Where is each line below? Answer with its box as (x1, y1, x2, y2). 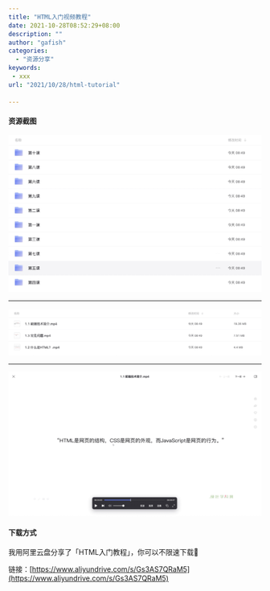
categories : (8, 47, 48, 55)
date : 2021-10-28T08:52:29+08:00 (8, 21, 121, 30)
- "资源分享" (15, 55, 55, 64)
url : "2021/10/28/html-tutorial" (8, 80, 121, 88)
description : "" (8, 30, 63, 38)
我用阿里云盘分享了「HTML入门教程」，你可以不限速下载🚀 (8, 547, 199, 556)
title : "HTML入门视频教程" (8, 13, 92, 21)
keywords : (8, 64, 42, 72)
